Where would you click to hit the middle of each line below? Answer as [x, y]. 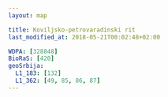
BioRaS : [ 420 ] [32, 59]
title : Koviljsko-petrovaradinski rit [72, 30]
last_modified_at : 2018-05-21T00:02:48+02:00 [84, 37]
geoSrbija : [26, 66]
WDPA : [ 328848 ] [33, 51]
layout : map [28, 15]
